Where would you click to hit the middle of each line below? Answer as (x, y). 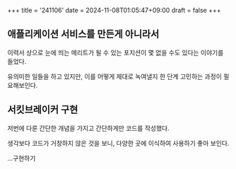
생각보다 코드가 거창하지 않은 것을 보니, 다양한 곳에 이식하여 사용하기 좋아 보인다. (118, 143)
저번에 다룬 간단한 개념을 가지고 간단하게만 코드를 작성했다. (88, 128)
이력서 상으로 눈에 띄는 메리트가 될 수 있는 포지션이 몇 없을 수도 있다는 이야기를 (116, 52)
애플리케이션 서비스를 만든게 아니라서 (83, 34)
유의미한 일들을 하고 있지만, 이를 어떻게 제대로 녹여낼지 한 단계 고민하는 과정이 (115, 76)
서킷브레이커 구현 (43, 110)
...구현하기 (22, 158)
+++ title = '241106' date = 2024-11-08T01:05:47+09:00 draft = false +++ (114, 10)
